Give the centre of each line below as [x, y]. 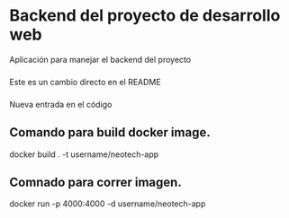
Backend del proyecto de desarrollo [145, 16]
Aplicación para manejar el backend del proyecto [100, 59]
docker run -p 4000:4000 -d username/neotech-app [108, 204]
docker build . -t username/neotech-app [84, 154]
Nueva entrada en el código [61, 104]
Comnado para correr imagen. [95, 182]
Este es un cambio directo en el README [85, 82]
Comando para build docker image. [110, 132]
